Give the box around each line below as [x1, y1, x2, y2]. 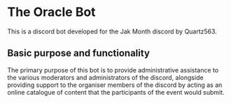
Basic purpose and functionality [7, 47, 150, 59]
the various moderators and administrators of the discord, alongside [7, 73, 204, 81]
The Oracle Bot [7, 4, 96, 20]
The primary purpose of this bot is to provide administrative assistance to [7, 65, 219, 74]
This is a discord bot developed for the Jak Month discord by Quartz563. [7, 27, 217, 35]
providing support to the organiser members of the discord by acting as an [7, 81, 223, 89]
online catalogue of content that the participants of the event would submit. [7, 88, 225, 96]
